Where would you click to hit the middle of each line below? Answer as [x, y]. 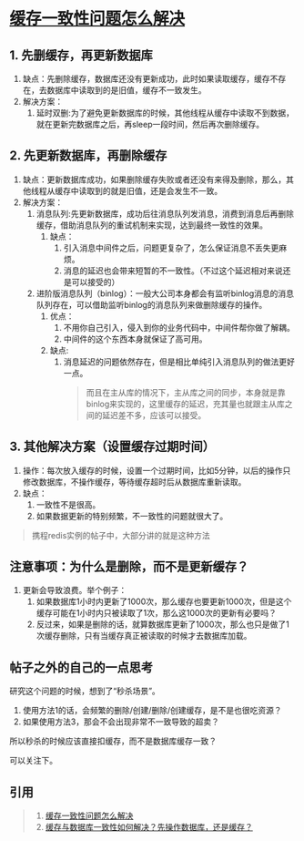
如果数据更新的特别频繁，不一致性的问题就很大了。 [132, 516]
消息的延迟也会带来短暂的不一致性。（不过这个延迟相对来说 [173, 271]
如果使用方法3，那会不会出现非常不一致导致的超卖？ [121, 722]
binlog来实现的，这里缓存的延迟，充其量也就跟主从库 [185, 404]
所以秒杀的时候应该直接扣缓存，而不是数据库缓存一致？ [113, 741]
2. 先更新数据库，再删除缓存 [88, 156]
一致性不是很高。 [68, 504]
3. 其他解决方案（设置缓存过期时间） [112, 447]
